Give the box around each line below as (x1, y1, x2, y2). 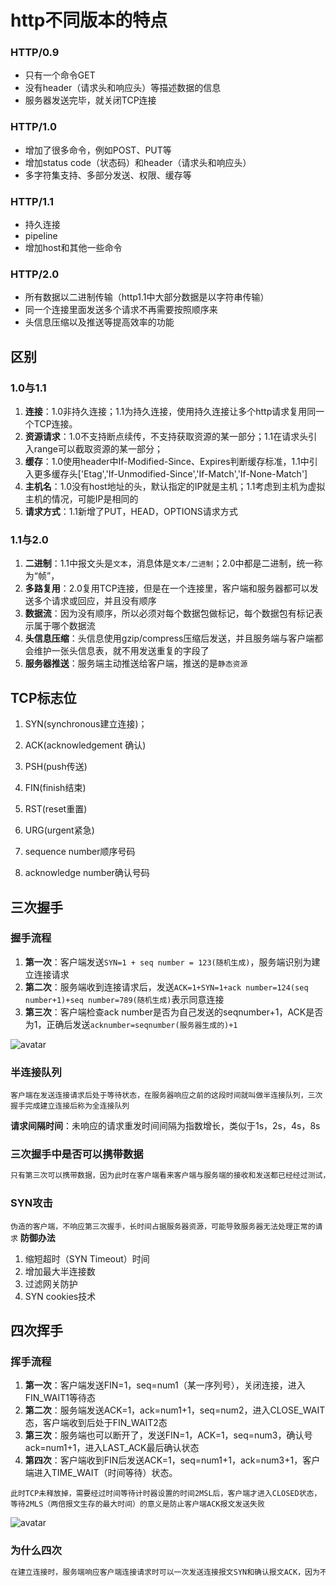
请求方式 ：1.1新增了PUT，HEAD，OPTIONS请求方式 (24, 506, 238, 518)
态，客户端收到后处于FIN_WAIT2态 (24, 1417, 168, 1429)
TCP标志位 (10, 689, 77, 706)
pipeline (24, 230, 58, 242)
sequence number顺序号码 (24, 846, 136, 858)
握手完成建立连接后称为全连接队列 (10, 1101, 130, 1111)
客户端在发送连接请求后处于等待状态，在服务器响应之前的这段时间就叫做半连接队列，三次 (10, 1091, 323, 1101)
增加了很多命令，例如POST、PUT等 (24, 144, 172, 156)
